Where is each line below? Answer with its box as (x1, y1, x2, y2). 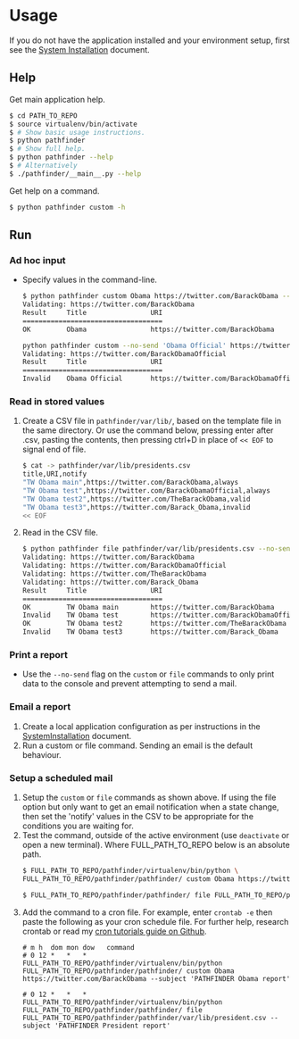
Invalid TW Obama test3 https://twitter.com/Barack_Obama (21, 628, 278, 636)
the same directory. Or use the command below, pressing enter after (21, 425, 274, 436)
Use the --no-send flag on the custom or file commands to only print (21, 669, 275, 679)
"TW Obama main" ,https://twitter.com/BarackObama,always (21, 478, 239, 487)
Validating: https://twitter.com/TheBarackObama (21, 569, 207, 578)
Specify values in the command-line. (21, 274, 158, 286)
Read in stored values (9, 395, 105, 407)
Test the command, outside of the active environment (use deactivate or (21, 830, 290, 840)
